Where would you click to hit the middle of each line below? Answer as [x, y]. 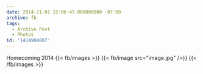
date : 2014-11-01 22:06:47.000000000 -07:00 [64, 12]
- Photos [23, 35]
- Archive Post [31, 29]
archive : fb [21, 18]
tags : [13, 23]
